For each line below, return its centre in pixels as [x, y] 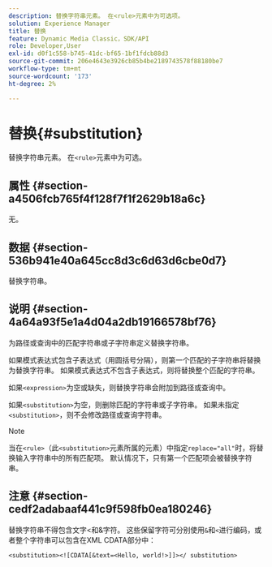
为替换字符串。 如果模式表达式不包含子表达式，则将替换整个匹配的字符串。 [134, 370]
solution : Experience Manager [60, 24]
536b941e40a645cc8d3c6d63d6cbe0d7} [118, 260]
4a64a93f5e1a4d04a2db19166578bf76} [112, 322]
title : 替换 [27, 31]
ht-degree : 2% [32, 84]
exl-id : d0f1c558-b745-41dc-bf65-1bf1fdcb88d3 [89, 54]
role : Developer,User [45, 46]
